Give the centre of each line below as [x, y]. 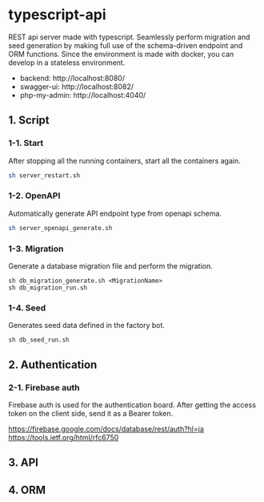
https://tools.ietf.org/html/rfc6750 [64, 437]
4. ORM [27, 490]
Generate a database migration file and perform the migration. [111, 265]
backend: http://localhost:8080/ [72, 78]
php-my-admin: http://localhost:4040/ [83, 95]
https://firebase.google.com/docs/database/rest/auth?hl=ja [106, 429]
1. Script [29, 121]
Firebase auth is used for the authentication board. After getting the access [132, 405]
